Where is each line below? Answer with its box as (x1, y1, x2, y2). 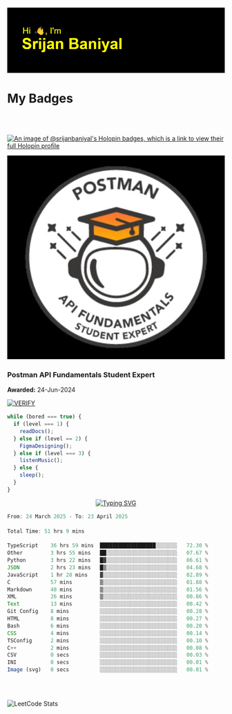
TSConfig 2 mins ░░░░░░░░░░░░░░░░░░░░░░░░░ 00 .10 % (7, 637, 209, 644)
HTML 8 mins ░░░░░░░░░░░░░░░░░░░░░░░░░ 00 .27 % (7, 615, 209, 623)
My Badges (7, 91, 74, 107)
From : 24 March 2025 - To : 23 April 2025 (7, 513, 128, 520)
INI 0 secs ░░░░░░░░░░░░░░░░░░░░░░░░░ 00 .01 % (7, 659, 209, 666)
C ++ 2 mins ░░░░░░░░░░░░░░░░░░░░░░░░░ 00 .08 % (7, 644, 209, 651)
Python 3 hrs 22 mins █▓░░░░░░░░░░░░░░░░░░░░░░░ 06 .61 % (7, 557, 209, 564)
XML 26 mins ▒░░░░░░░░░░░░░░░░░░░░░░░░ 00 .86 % (7, 593, 209, 601)
